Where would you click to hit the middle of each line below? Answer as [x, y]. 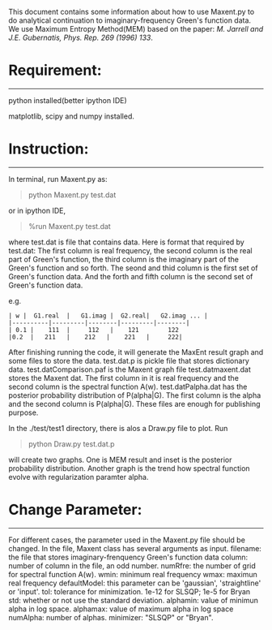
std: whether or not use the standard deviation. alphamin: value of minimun [134, 600]
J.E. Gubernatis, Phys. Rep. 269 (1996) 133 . [81, 37]
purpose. [23, 412]
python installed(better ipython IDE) [68, 100]
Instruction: [49, 149]
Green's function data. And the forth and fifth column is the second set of [131, 276]
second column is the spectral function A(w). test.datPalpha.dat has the [128, 386]
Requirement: [55, 70]
